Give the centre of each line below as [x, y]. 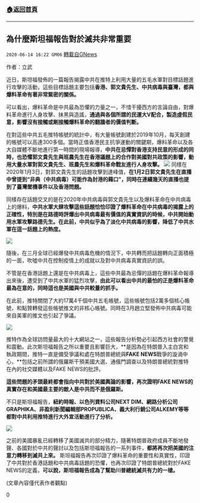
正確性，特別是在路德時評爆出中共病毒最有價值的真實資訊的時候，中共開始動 [100, 214]
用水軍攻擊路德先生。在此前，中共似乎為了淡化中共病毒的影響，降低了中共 [97, 222]
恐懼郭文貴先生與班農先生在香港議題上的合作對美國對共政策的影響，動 [108, 157]
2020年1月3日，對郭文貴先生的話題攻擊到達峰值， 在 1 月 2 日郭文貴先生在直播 [99, 172]
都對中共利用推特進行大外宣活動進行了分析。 [61, 417]
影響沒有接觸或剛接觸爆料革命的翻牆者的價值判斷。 [79, 122]
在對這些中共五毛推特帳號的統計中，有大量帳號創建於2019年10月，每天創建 [98, 135]
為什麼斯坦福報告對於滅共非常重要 [69, 39]
